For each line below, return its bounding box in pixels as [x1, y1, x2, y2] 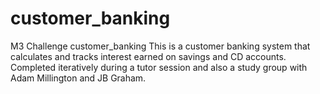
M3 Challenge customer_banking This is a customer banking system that [10, 40, 311, 52]
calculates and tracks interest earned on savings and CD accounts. [10, 50, 287, 62]
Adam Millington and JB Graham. [10, 72, 147, 84]
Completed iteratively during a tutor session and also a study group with [10, 61, 308, 73]
